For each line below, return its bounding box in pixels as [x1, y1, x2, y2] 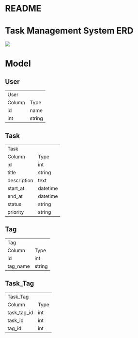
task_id [7, 317, 24, 324]
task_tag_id [7, 309, 33, 316]
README [5, 3, 42, 14]
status [7, 201, 22, 207]
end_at [7, 193, 23, 200]
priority [7, 208, 24, 215]
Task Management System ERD [5, 25, 134, 37]
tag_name [7, 263, 30, 269]
